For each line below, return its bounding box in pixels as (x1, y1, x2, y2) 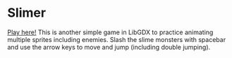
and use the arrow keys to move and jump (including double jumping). (7, 43, 211, 51)
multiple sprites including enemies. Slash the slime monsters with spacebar (7, 35, 226, 43)
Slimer (7, 5, 47, 21)
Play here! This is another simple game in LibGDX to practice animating (7, 28, 214, 36)
